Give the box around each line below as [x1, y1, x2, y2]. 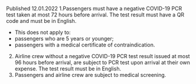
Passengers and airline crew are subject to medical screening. [14, 72, 166, 78]
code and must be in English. [6, 18, 77, 24]
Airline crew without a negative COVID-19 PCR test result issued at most [14, 53, 190, 59]
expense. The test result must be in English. [14, 65, 122, 72]
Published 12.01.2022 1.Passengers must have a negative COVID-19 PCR [6, 5, 182, 12]
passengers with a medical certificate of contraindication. [14, 41, 155, 48]
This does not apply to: [14, 29, 71, 36]
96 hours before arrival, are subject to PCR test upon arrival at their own [14, 59, 191, 66]
